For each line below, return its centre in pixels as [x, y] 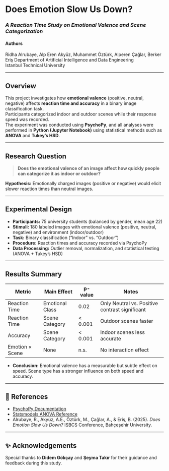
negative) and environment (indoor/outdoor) [58, 232]
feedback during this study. [34, 463]
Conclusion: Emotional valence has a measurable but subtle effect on [85, 365]
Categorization [24, 31]
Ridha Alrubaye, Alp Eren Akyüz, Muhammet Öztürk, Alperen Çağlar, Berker [83, 54]
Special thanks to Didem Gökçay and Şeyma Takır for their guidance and [81, 458]
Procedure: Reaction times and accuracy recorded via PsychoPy [80, 243]
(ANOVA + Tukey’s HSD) [37, 254]
